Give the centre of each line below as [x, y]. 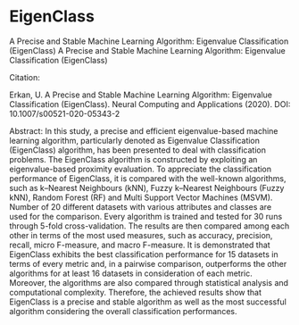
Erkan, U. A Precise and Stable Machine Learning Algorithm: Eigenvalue [141, 95]
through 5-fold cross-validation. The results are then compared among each [149, 226]
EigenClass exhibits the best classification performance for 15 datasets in [144, 254]
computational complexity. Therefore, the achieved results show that [135, 292]
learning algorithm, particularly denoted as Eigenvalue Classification [135, 140]
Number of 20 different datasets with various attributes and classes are [141, 206]
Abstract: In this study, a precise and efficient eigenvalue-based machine [144, 130]
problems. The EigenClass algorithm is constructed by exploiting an [133, 159]
